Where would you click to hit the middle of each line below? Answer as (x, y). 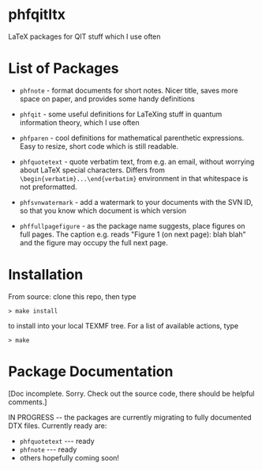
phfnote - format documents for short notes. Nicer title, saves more (129, 90)
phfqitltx (37, 15)
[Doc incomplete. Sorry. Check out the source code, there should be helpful (131, 393)
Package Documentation (91, 371)
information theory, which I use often (79, 122)
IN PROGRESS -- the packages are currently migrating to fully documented (130, 417)
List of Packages (64, 68)
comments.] (28, 402)
